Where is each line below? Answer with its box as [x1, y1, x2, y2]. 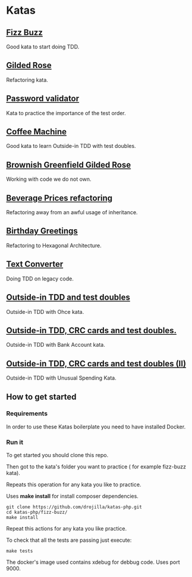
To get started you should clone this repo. [6, 452, 109, 459]
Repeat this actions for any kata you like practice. [6, 525, 127, 532]
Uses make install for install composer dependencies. [6, 493, 139, 500]
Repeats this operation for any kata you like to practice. [6, 481, 141, 488]
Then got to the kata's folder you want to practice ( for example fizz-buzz [6, 463, 186, 470]
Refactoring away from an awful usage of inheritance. [6, 209, 138, 216]
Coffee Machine [6, 126, 67, 137]
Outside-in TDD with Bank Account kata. [6, 341, 105, 348]
